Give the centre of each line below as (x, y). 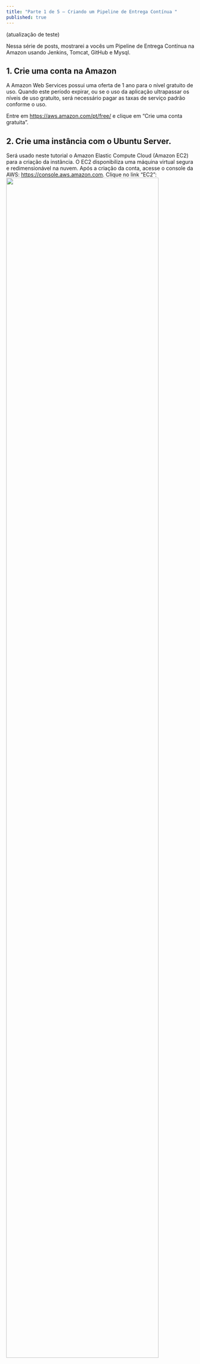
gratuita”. (17, 123)
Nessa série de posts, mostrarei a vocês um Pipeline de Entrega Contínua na (100, 46)
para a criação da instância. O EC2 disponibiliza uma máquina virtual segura (100, 162)
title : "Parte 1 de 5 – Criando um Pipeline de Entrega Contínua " (92, 12)
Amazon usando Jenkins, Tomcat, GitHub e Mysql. (68, 52)
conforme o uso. (27, 105)
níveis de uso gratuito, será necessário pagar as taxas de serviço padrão (96, 98)
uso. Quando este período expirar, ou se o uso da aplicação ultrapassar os (98, 92)
